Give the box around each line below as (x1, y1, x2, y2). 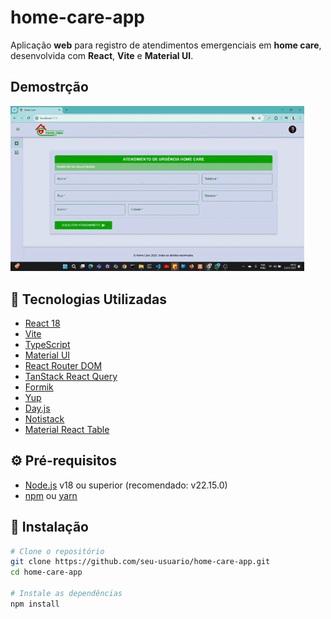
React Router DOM (24, 359, 103, 371)
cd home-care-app (10, 567, 83, 578)
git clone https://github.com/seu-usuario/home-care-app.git (10, 557, 271, 567)
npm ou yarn (24, 489, 78, 501)
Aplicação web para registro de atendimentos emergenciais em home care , (10, 39, 322, 51)
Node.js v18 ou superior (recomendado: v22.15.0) (24, 479, 228, 491)
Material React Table (24, 423, 110, 435)
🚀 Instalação (10, 519, 89, 536)
